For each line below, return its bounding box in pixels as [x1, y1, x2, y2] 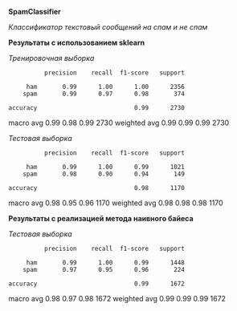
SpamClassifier [8, 7, 62, 16]
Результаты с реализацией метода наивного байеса [8, 214, 194, 223]
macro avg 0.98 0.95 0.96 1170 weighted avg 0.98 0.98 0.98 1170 [8, 198, 223, 208]
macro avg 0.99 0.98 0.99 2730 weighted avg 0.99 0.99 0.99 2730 [8, 118, 230, 127]
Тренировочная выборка [8, 54, 95, 63]
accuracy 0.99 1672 [8, 280, 185, 288]
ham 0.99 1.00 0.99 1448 [26, 259, 185, 267]
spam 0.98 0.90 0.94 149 [22, 170, 185, 178]
